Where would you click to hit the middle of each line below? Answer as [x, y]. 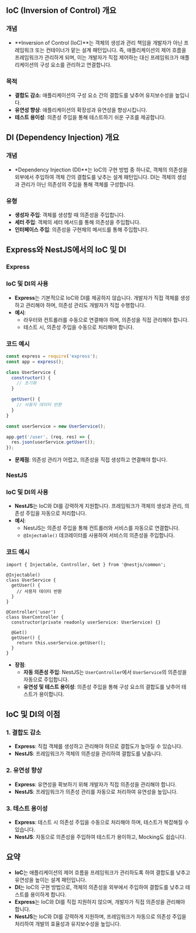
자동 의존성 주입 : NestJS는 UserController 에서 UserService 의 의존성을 [105, 672]
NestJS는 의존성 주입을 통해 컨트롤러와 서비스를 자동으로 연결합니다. [102, 528]
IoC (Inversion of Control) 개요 [61, 11]
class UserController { [35, 617]
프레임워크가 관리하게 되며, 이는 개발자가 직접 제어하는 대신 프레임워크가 [97, 57]
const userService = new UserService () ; [56, 426]
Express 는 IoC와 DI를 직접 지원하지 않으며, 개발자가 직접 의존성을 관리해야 [100, 902]
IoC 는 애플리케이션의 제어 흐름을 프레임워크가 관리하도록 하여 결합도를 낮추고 [102, 872]
